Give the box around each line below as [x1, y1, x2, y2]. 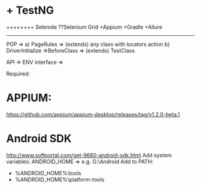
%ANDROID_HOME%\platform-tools [14, 176, 105, 183]
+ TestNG [6, 4, 54, 17]
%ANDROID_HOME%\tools [14, 169, 82, 176]
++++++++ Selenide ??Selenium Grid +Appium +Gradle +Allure [6, 23, 163, 31]
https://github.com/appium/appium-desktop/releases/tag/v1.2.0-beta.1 [6, 111, 181, 118]
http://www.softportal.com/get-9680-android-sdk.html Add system [6, 151, 172, 158]
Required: [6, 70, 31, 77]
